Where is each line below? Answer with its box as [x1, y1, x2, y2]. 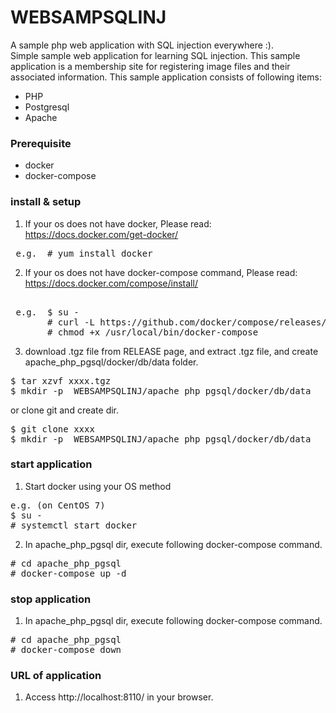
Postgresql [24, 101, 70, 113]
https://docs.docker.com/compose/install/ [24, 277, 198, 289]
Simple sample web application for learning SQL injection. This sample [10, 49, 301, 61]
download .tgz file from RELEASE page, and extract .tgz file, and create [24, 345, 319, 357]
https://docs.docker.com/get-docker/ [24, 228, 179, 240]
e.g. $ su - [15, 306, 80, 318]
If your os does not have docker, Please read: [24, 217, 212, 230]
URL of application [10, 669, 102, 683]
